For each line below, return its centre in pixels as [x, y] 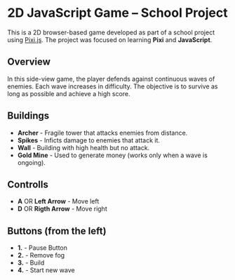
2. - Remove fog [41, 255]
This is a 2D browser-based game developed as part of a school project [111, 32]
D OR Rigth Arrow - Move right [62, 209]
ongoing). [31, 162]
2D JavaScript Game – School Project [117, 13]
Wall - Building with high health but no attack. [83, 147]
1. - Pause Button [42, 248]
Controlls [28, 184]
